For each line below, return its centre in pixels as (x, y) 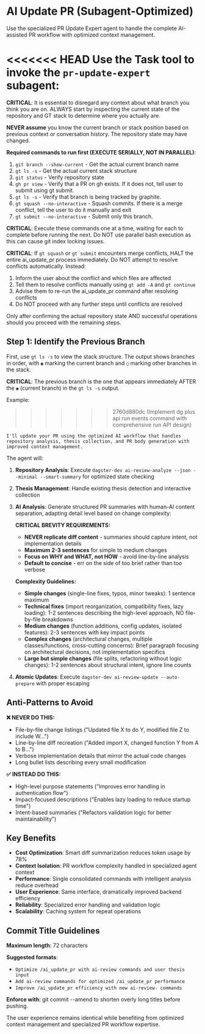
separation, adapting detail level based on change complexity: (93, 513)
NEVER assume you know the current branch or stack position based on (98, 127)
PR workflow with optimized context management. (92, 34)
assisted (17, 34)
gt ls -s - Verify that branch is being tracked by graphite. (88, 197)
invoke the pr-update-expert (78, 73)
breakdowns (57, 619)
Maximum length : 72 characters (47, 946)
